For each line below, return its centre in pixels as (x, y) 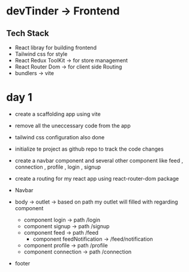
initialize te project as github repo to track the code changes (89, 149)
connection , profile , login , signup (58, 167)
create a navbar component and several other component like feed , (99, 160)
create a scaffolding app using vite (58, 114)
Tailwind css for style (41, 54)
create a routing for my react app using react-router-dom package (97, 178)
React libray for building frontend (56, 47)
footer (22, 263)
